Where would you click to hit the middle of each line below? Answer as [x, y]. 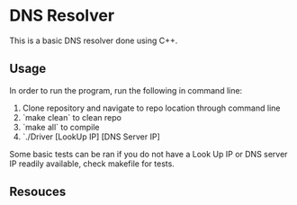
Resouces [38, 192]
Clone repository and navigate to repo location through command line [151, 108]
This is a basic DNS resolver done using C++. [94, 40]
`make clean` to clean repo [72, 117]
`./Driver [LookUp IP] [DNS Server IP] [91, 137]
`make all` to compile [61, 127]
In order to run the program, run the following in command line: [126, 90]
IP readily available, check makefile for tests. [92, 164]
